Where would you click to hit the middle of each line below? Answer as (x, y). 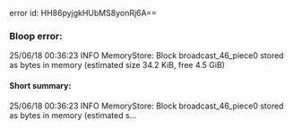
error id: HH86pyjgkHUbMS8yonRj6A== (83, 13)
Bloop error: (36, 36)
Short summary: (40, 85)
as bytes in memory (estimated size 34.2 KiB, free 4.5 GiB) (117, 65)
